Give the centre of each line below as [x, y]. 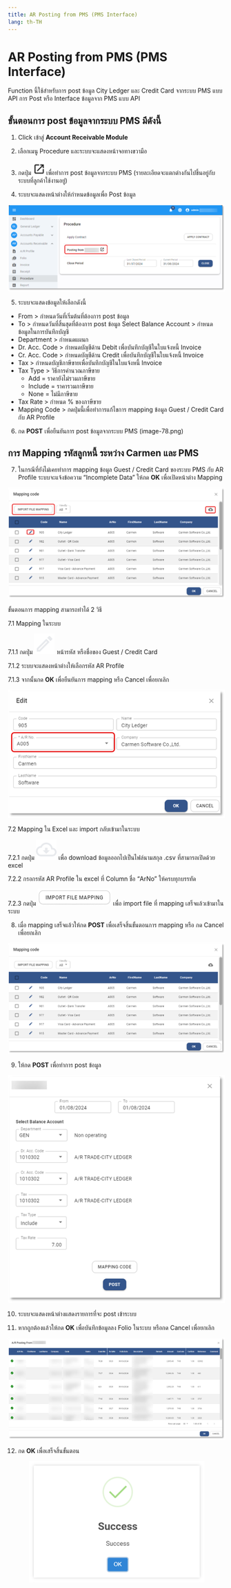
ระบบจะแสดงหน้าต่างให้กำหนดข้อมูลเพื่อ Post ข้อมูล [77, 194]
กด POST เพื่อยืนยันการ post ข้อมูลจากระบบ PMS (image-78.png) [101, 431]
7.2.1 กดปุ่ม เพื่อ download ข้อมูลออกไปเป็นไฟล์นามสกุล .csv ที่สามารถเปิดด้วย [112, 858]
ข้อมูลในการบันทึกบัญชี [43, 331]
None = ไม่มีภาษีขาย [53, 393]
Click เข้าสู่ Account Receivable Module [73, 138]
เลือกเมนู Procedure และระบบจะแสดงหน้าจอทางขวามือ [82, 151]
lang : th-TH [25, 22]
